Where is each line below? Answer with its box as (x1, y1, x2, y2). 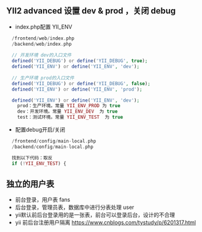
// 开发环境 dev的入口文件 (12, 52, 72, 58)
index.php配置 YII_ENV (15, 23, 73, 30)
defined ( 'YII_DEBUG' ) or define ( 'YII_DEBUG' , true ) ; (12, 58, 148, 64)
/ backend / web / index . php (12, 41, 72, 47)
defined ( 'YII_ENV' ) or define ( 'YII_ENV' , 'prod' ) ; (12, 86, 143, 93)
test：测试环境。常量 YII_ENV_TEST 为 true (17, 114, 123, 121)
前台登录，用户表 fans (15, 196, 71, 203)
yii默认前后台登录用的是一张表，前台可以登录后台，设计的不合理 (15, 211, 175, 219)
